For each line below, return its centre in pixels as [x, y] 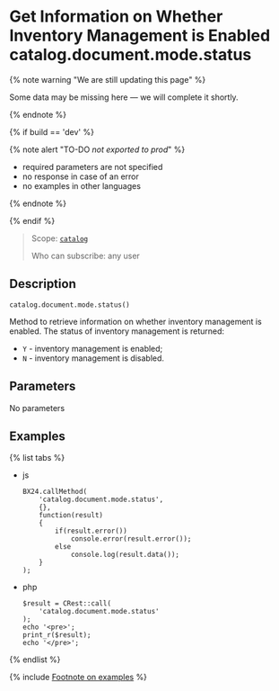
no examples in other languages [82, 185]
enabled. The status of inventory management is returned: [117, 331]
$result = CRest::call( [67, 604]
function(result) [71, 516]
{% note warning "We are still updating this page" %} [108, 79]
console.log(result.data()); [125, 555]
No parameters [37, 408]
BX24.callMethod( [55, 492]
